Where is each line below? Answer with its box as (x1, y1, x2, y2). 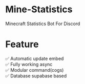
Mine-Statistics (5, 4, 73, 15)
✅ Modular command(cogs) (5, 67, 64, 73)
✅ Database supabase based (5, 73, 67, 79)
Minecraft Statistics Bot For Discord (5, 20, 80, 27)
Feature (5, 38, 39, 50)
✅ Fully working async (5, 61, 53, 67)
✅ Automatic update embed (5, 55, 64, 61)
